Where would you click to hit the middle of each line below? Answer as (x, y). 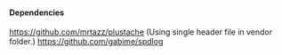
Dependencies (37, 12)
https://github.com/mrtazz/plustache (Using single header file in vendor (141, 32)
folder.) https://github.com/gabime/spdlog (86, 42)
